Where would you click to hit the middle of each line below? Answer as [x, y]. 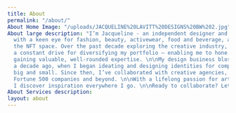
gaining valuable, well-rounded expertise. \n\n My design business [114, 60]
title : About [26, 14]
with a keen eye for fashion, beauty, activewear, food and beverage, [119, 40]
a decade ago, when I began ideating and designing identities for [114, 66]
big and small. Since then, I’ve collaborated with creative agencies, [121, 72]
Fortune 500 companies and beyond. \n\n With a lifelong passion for [116, 79]
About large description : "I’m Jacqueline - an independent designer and [118, 33]
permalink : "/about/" [39, 20]
